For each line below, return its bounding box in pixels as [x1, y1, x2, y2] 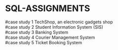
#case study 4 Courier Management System [5, 34, 95, 40]
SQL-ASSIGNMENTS [5, 3, 90, 14]
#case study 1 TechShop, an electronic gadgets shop [5, 19, 113, 25]
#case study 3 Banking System [5, 29, 68, 35]
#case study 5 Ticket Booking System [5, 39, 82, 45]
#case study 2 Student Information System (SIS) [5, 24, 104, 30]
